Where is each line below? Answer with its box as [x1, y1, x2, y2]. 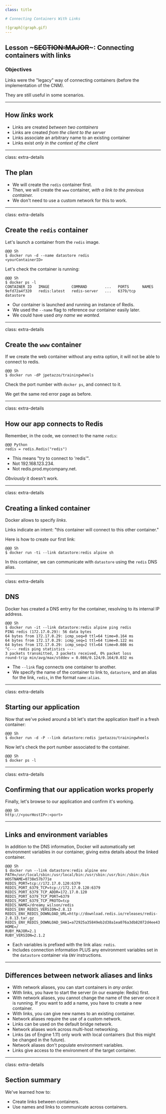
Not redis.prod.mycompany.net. [12, 466, 77, 472]
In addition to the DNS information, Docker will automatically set [5, 844, 135, 850]
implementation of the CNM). [5, 83, 64, 89]
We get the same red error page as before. [5, 391, 92, 397]
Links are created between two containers [12, 124, 99, 130]
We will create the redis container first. [12, 182, 92, 187]
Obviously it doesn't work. [5, 475, 58, 481]
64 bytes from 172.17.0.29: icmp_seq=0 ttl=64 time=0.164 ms [5, 634, 134, 639]
